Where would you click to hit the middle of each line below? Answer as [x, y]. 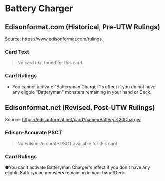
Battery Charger [39, 9]
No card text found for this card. [50, 63]
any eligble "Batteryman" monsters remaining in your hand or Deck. [82, 92]
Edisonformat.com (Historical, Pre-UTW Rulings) [83, 27]
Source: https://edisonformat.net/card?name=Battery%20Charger [73, 120]
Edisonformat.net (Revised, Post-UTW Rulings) [80, 108]
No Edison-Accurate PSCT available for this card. [68, 143]
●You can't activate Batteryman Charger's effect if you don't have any [78, 167]
